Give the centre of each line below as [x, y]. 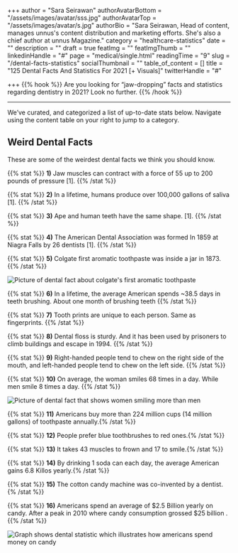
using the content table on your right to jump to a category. [93, 120]
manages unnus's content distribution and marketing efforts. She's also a [114, 33]
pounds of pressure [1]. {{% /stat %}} [62, 181]
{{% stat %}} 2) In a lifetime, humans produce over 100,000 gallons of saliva [119, 194]
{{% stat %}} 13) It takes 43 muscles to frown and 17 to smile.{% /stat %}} [115, 449]
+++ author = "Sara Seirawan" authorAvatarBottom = [85, 10]
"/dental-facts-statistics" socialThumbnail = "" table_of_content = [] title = [115, 63]
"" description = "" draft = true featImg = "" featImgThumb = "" [99, 48]
